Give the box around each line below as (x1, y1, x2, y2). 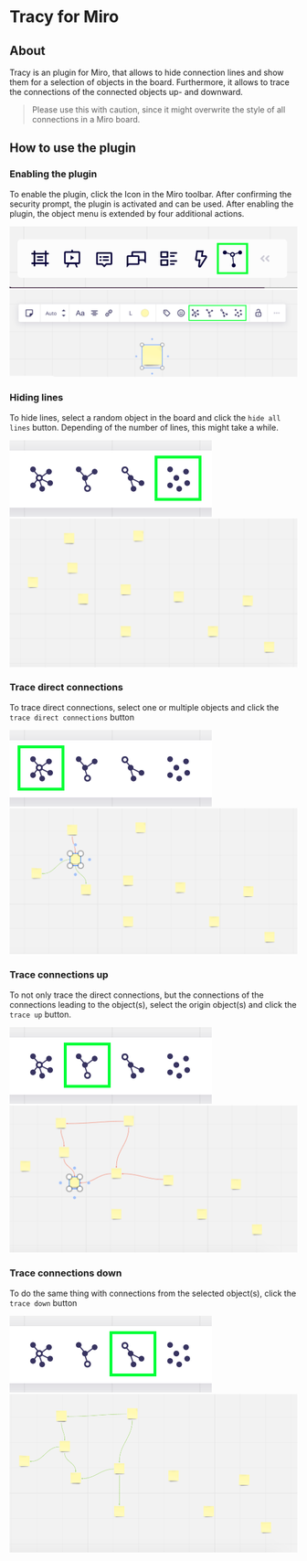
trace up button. (9, 1009, 71, 1020)
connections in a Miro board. (31, 114, 141, 124)
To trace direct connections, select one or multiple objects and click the (9, 701, 280, 712)
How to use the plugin (9, 140, 137, 156)
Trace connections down (9, 1267, 122, 1279)
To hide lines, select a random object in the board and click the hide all (9, 412, 281, 422)
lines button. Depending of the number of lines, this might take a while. (9, 422, 279, 433)
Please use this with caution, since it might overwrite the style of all (31, 104, 286, 115)
